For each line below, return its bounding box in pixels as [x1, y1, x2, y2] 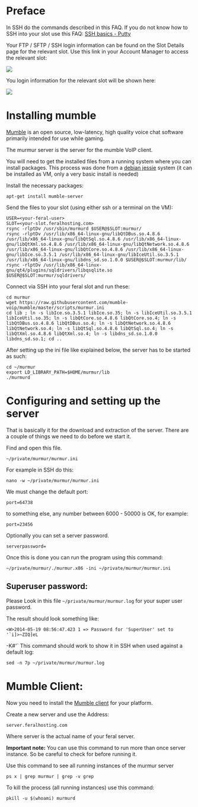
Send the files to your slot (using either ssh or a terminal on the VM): [6, 204, 173, 211]
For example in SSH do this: [6, 466, 74, 473]
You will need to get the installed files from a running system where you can [6, 157, 191, 164]
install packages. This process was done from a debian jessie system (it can [6, 164, 193, 171]
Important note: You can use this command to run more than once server [6, 744, 186, 751]
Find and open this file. [6, 444, 62, 451]
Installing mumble [6, 109, 97, 122]
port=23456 [6, 521, 33, 527]
